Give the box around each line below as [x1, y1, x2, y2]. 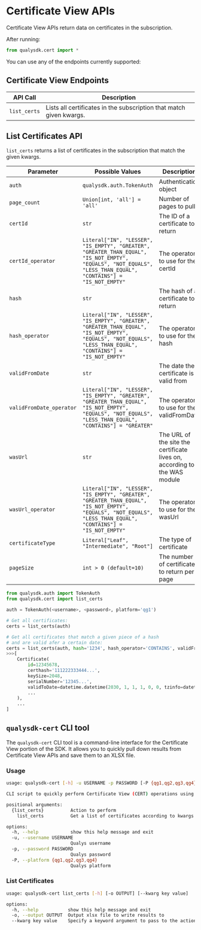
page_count [9, 199, 40, 206]
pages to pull [159, 202, 196, 211]
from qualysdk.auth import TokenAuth [6, 590, 100, 596]
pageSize [9, 565, 34, 571]
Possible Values [95, 168, 141, 176]
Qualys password [70, 852, 111, 858]
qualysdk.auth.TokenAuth [83, 182, 154, 189]
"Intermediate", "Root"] [83, 543, 154, 550]
